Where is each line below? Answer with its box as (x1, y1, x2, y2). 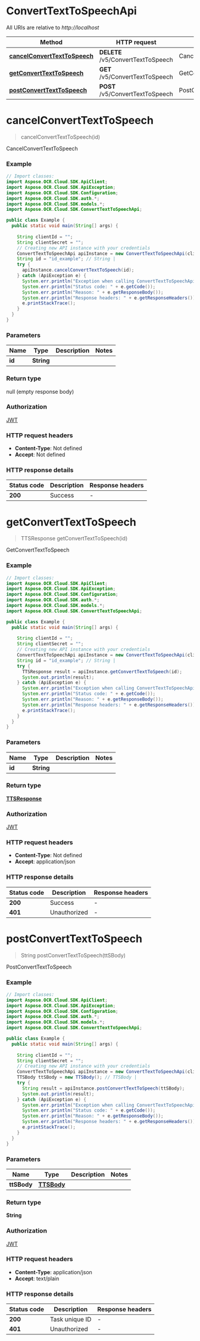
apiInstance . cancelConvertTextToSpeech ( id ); (21, 267, 135, 273)
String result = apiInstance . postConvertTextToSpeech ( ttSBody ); (21, 1085, 185, 1091)
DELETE (99, 48, 122, 56)
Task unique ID (49, 1315, 92, 1324)
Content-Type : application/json (14, 1268, 92, 1275)
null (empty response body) (6, 388, 74, 395)
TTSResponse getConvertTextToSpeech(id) (20, 535, 128, 542)
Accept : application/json (14, 858, 76, 865)
